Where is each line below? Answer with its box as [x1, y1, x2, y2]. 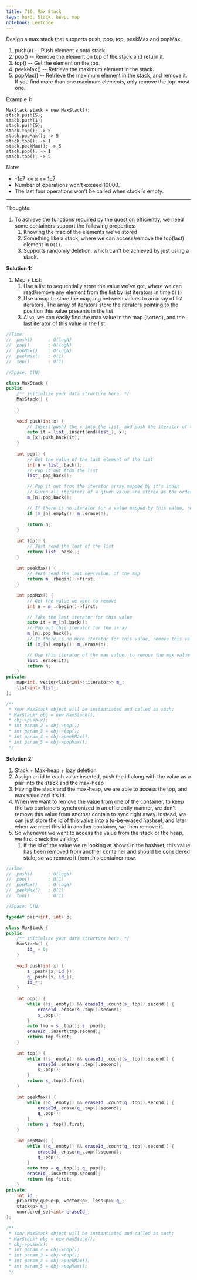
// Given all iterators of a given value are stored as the [27, 489, 177, 495]
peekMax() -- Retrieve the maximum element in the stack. [14, 66, 154, 73]
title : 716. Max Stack [6, 8, 62, 15]
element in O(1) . [23, 241, 63, 248]
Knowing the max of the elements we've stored [23, 229, 138, 236]
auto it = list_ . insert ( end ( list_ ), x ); [27, 429, 127, 435]
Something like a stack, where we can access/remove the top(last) [23, 235, 185, 242]
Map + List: [14, 276, 42, 283]
